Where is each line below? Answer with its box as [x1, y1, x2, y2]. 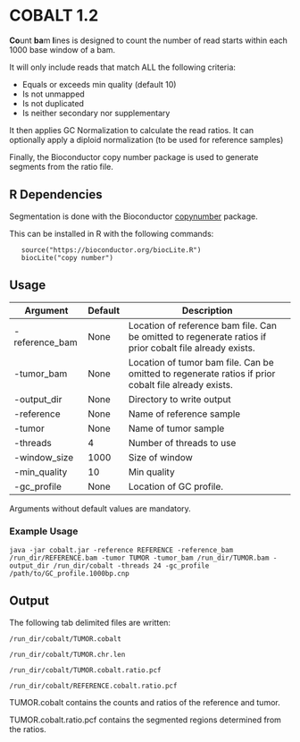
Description [181, 304, 233, 316]
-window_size [13, 451, 74, 463]
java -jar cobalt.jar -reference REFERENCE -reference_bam [9, 545, 234, 554]
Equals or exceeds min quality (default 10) [21, 79, 177, 89]
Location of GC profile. [128, 480, 224, 493]
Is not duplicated [21, 97, 85, 108]
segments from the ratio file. [9, 161, 113, 172]
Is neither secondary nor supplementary [21, 107, 171, 118]
